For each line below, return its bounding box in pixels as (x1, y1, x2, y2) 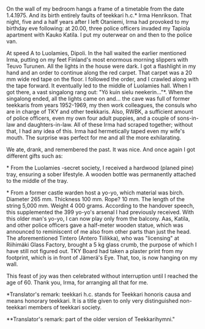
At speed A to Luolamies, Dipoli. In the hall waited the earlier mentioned (6, 50, 187, 57)
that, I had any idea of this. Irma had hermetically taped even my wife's (6, 128, 185, 135)
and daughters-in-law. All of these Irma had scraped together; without (16, 121, 193, 128)
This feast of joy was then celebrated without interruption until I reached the (6, 272, 198, 279)
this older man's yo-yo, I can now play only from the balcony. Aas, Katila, (6, 215, 190, 222)
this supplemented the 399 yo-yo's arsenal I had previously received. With (6, 209, 195, 216)
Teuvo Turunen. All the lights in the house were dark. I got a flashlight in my (6, 62, 196, 70)
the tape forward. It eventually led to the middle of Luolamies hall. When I (6, 82, 191, 89)
